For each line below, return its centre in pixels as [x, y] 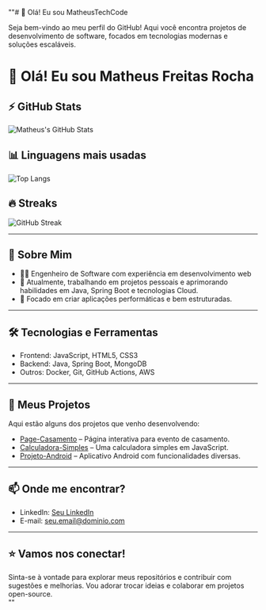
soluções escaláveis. [42, 44]
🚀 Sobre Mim [40, 255]
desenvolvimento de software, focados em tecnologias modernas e [118, 36]
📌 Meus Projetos [49, 404]
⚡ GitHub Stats [45, 107]
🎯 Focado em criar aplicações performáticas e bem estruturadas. [126, 299]
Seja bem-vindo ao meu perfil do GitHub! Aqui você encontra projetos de [127, 27]
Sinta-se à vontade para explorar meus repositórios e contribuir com [120, 577]
